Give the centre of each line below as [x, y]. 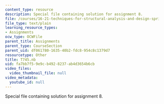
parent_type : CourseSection [34, 46]
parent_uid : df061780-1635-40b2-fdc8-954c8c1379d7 [58, 50]
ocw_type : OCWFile [24, 37]
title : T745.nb [20, 60]
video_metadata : [21, 78]
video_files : [18, 69]
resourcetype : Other [26, 55]
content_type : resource [29, 10]
